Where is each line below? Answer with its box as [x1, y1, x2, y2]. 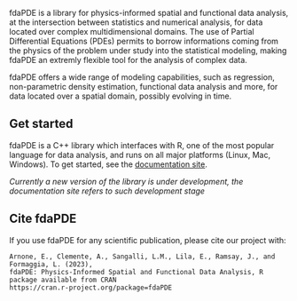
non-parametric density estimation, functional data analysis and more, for [9, 82, 278, 91]
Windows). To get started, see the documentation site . [9, 159, 208, 170]
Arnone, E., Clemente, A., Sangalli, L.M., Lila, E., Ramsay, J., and [9, 252, 276, 261]
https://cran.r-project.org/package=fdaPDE [9, 283, 173, 292]
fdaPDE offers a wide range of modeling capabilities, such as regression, [9, 72, 275, 83]
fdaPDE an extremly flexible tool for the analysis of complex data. [9, 55, 248, 65]
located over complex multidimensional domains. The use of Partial [9, 27, 254, 36]
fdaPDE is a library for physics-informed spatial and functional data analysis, [9, 8, 289, 18]
